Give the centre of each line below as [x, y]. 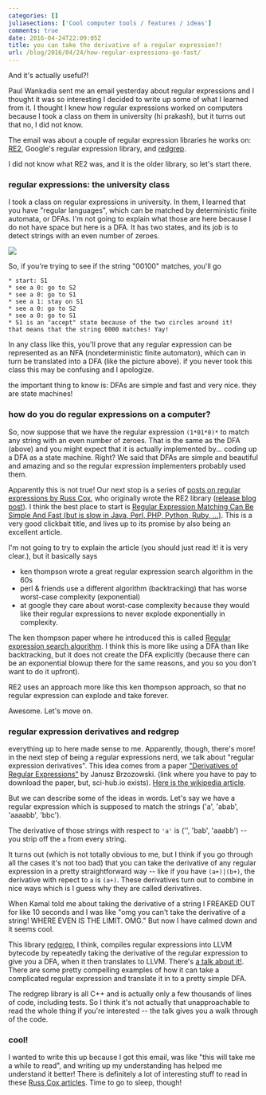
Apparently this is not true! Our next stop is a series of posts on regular [125, 489]
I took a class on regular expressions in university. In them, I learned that [127, 202]
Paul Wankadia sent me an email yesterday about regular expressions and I [131, 91]
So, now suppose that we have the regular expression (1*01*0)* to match [129, 432]
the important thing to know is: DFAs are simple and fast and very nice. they [133, 385]
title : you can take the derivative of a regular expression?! [115, 45]
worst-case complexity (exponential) [80, 597]
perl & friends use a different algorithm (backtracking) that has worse [133, 588]
